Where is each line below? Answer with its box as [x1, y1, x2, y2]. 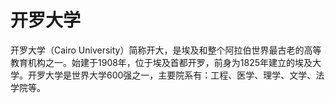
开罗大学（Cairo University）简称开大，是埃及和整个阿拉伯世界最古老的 [10, 44, 305, 56]
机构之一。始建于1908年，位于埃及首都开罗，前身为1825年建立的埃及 [27, 56, 313, 68]
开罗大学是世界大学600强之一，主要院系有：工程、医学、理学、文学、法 [27, 69, 325, 81]
